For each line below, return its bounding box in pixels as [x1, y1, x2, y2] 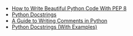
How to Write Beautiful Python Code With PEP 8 [11, 5, 127, 12]
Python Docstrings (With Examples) [11, 23, 97, 30]
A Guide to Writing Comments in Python [11, 17, 108, 24]
